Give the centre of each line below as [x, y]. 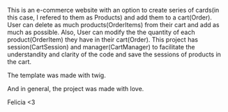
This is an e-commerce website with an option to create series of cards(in [113, 10]
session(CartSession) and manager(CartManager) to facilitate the [101, 47]
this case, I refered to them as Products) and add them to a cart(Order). [110, 17]
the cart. [20, 62]
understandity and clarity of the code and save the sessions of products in [114, 54]
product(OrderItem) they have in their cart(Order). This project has [103, 40]
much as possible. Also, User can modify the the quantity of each [101, 32]
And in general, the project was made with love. [76, 89]
